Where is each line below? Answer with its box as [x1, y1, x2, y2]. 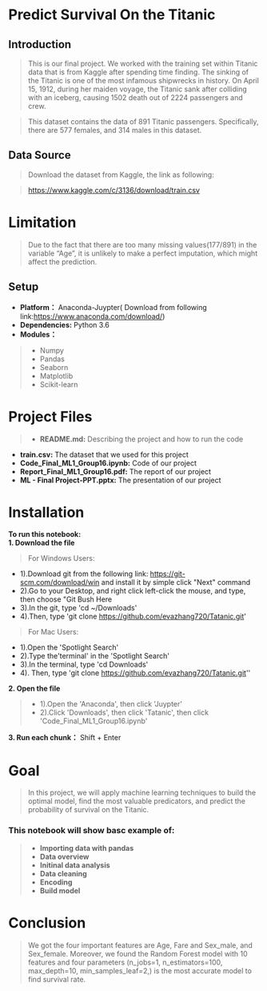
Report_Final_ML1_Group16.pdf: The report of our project [19, 466, 212, 476]
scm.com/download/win [19, 578, 100, 587]
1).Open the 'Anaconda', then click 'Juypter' [39, 699, 182, 709]
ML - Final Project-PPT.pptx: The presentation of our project [19, 475, 221, 485]
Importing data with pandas [39, 843, 134, 852]
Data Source [8, 148, 71, 162]
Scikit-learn [39, 379, 78, 389]
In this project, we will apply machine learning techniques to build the [27, 788, 257, 798]
